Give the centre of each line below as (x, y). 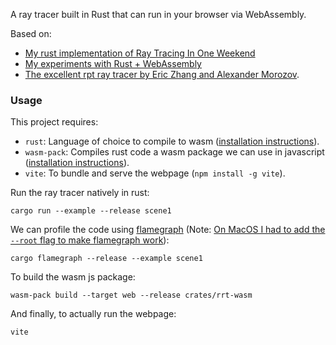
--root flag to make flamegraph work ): (90, 240)
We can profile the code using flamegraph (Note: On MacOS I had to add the (168, 230)
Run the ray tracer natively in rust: (80, 193)
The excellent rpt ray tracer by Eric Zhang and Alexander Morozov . (162, 74)
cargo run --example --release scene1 (91, 211)
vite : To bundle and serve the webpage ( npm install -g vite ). (155, 173)
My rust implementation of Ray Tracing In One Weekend (140, 53)
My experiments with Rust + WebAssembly (113, 63)
